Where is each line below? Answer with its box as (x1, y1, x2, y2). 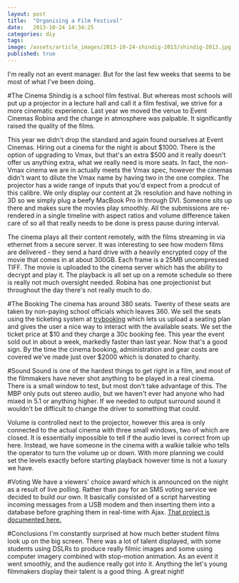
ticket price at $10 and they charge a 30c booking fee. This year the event (7, 330, 225, 338)
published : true (7, 51, 56, 58)
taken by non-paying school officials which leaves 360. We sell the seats (7, 307, 221, 315)
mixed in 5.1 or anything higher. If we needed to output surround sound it (7, 397, 221, 405)
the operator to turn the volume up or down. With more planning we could (7, 448, 224, 457)
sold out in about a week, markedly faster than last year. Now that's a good (7, 337, 228, 346)
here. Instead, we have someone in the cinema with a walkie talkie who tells (7, 440, 230, 450)
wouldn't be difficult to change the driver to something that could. (7, 404, 201, 412)
